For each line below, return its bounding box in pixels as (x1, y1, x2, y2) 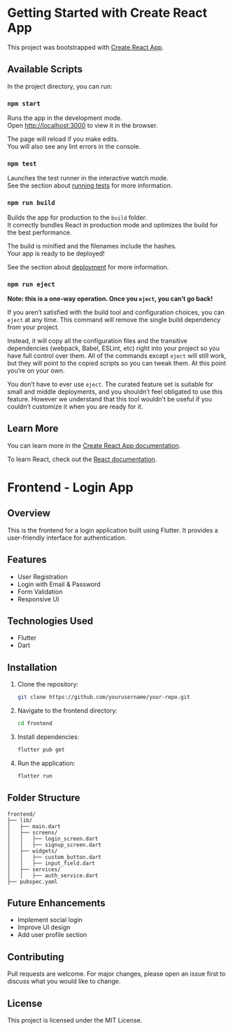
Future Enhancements (7, 897, 106, 909)
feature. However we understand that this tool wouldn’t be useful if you (7, 394, 212, 403)
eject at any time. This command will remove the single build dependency (7, 315, 221, 324)
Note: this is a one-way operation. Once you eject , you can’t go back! (7, 294, 213, 302)
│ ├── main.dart (7, 823, 61, 830)
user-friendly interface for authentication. (7, 533, 127, 542)
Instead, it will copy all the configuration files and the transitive (7, 336, 188, 345)
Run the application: (17, 759, 76, 767)
